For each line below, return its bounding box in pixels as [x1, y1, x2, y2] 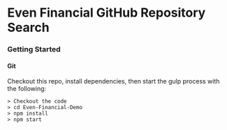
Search [7, 19, 50, 35]
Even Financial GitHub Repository [7, 5, 206, 21]
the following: [7, 85, 47, 93]
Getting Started [7, 44, 61, 54]
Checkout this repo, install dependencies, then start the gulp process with [7, 77, 220, 86]
